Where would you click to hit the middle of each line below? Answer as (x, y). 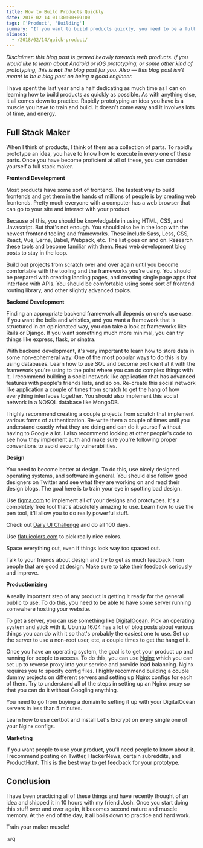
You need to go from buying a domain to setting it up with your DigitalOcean (101, 701)
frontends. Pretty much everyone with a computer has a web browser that (98, 202)
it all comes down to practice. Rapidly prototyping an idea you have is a (95, 101)
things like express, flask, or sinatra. (51, 339)
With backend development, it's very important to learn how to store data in (100, 351)
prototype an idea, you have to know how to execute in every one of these (99, 153)
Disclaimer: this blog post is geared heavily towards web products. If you (97, 57)
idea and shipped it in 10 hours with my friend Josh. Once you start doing (97, 802)
